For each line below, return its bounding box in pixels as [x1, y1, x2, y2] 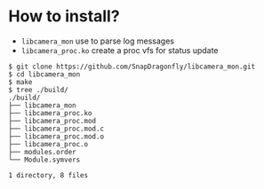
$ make [8, 77, 33, 86]
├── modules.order [8, 147, 76, 156]
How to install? [8, 6, 121, 27]
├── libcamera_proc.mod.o [8, 131, 104, 141]
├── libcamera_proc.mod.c [8, 124, 104, 133]
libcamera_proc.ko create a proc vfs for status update [20, 44, 219, 55]
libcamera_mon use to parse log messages [20, 35, 175, 46]
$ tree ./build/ [8, 85, 68, 94]
